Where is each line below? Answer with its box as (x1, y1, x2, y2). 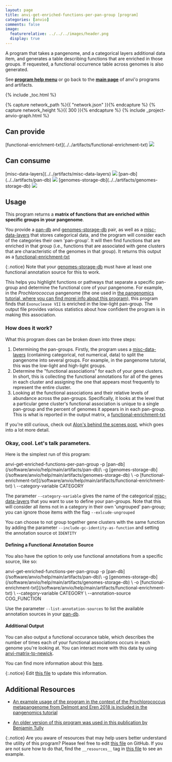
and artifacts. (5, 81, 33, 88)
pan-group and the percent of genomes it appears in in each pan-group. (12, 406, 166, 412)
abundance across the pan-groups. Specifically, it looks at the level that (12, 395, 164, 401)
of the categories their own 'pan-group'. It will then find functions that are (5, 238, 160, 244)
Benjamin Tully (12, 725, 44, 731)
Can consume (5, 157, 51, 165)
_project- (146, 107, 166, 113)
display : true (10, 36, 40, 41)
